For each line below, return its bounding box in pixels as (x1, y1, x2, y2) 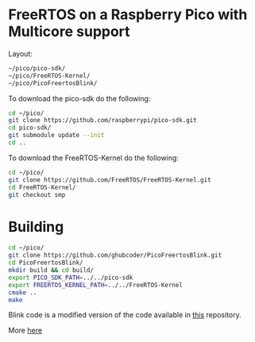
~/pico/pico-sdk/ (8, 64, 66, 73)
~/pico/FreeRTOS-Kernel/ (8, 72, 91, 80)
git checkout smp (8, 191, 66, 199)
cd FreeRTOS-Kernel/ (8, 183, 77, 191)
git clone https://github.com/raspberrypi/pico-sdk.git (8, 116, 197, 124)
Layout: (8, 49, 33, 58)
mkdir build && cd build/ (8, 266, 94, 274)
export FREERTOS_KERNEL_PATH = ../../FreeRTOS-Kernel (8, 281, 183, 289)
